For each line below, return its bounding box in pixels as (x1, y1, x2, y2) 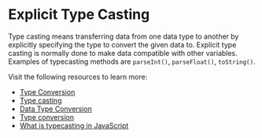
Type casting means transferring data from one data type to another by (8, 32, 239, 41)
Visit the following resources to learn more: (8, 72, 148, 81)
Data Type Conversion (19, 104, 93, 114)
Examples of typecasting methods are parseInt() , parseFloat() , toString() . (8, 57, 256, 66)
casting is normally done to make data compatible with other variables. (8, 48, 238, 58)
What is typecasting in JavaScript (19, 121, 129, 130)
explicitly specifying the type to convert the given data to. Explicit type (8, 39, 237, 49)
